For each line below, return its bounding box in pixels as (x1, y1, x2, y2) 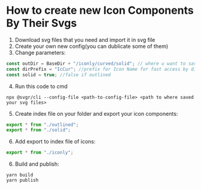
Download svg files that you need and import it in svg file (14, 36, 156, 43)
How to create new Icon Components (6, 4, 194, 17)
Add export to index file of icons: (14, 138, 96, 145)
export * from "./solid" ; (6, 127, 71, 133)
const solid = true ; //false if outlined (6, 71, 111, 78)
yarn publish (6, 178, 39, 184)
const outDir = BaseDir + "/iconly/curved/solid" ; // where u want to (6, 61, 186, 67)
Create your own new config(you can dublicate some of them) (14, 43, 169, 50)
